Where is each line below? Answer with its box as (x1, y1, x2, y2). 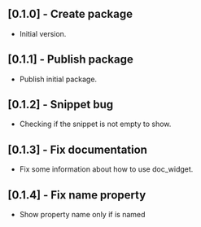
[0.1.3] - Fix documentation (7, 142, 148, 156)
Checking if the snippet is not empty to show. (19, 119, 172, 129)
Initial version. (19, 28, 67, 38)
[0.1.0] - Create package (7, 7, 133, 21)
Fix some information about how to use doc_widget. (19, 164, 194, 174)
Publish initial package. (19, 74, 98, 84)
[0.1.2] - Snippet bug (7, 98, 114, 111)
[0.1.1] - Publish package (7, 53, 133, 67)
